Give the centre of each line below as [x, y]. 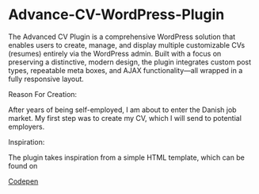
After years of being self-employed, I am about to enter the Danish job [122, 110]
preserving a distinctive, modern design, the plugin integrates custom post [130, 62]
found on [23, 165]
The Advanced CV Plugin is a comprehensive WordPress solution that [122, 37]
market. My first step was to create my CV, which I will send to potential [125, 118]
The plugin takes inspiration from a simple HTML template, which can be [127, 157]
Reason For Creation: [43, 94]
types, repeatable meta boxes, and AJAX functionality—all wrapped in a [126, 70]
